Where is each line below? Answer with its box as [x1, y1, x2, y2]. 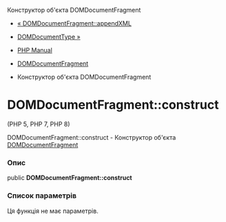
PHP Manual [17, 46, 53, 54]
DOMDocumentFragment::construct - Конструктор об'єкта [7, 133, 176, 141]
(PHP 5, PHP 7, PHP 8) [7, 120, 70, 128]
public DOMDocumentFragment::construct [7, 174, 132, 182]
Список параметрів [7, 191, 77, 201]
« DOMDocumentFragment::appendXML [17, 19, 132, 27]
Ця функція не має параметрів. [7, 207, 99, 215]
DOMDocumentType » [17, 33, 81, 41]
